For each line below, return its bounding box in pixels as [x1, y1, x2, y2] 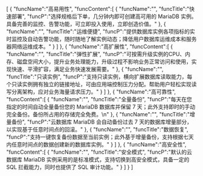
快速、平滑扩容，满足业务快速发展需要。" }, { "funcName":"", [11, 66, 164, 72]
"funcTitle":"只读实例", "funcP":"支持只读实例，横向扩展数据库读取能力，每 [6, 73, 193, 80]
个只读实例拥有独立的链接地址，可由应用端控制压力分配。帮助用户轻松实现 [6, 81, 192, 87]
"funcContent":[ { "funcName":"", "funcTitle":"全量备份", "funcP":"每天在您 [6, 96, 192, 102]
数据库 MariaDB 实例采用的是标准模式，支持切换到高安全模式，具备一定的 [6, 156, 190, 163]
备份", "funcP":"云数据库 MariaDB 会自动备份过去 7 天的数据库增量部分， [11, 118, 192, 125]
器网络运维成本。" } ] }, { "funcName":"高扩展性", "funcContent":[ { [6, 43, 173, 50]
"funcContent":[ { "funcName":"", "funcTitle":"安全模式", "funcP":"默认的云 [6, 148, 192, 156]
